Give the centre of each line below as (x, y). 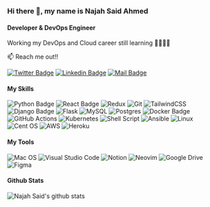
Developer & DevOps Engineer (51, 28)
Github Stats (26, 181)
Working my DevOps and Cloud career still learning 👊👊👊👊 (89, 43)
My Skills (21, 89)
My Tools (21, 142)
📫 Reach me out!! (33, 57)
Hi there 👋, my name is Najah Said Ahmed (78, 11)
